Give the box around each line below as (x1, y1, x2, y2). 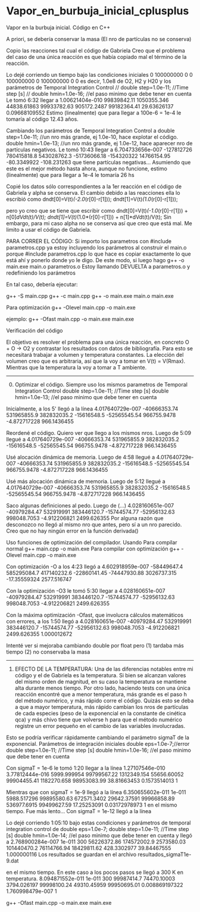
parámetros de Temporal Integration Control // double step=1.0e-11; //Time (6, 83, 189, 91)
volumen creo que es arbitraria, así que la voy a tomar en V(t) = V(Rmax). (6, 357, 186, 365)
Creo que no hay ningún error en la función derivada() (6, 527, 139, 534)
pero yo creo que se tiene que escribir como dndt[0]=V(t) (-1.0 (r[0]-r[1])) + (6, 207, 189, 214)
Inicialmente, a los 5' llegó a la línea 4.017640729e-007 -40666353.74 (6, 405, 179, 412)
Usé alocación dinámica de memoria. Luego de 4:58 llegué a (6, 453, 155, 460)
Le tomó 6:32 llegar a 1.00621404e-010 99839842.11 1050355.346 (6, 97, 169, 104)
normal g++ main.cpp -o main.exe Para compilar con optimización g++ (6, 545, 180, 552)
